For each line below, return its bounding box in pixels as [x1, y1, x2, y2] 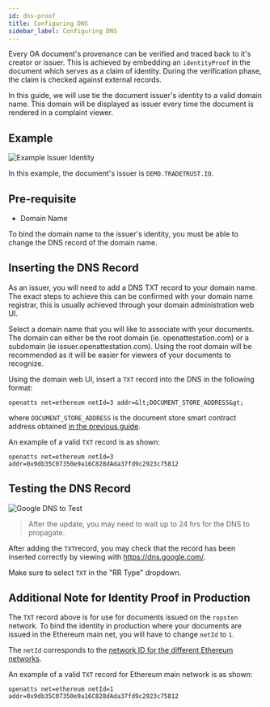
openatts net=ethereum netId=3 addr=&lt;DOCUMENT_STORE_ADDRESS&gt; [8, 398, 244, 407]
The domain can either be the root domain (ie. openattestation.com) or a [8, 333, 249, 343]
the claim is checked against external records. [8, 75, 162, 85]
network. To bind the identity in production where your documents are [8, 621, 243, 631]
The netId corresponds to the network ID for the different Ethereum [8, 645, 234, 655]
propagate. [27, 527, 65, 537]
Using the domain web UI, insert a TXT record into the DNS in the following [8, 374, 255, 384]
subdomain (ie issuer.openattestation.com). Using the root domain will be [8, 341, 252, 351]
